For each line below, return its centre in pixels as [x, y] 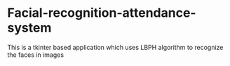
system [29, 28]
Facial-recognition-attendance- [102, 13]
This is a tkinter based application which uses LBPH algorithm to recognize [115, 47]
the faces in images [36, 55]
